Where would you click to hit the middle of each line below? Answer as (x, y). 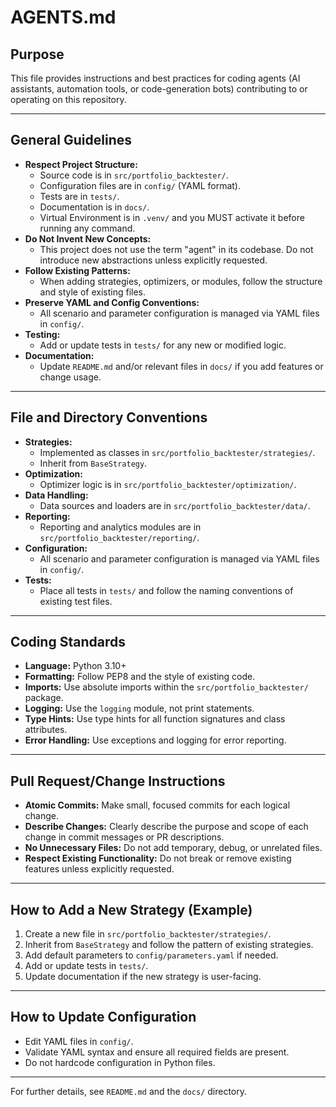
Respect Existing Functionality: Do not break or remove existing (158, 858)
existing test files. (76, 601)
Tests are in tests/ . (79, 196)
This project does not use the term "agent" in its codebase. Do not (176, 249)
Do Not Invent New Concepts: (88, 238)
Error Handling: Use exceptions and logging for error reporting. (155, 740)
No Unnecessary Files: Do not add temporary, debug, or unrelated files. (173, 848)
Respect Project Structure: (81, 164)
